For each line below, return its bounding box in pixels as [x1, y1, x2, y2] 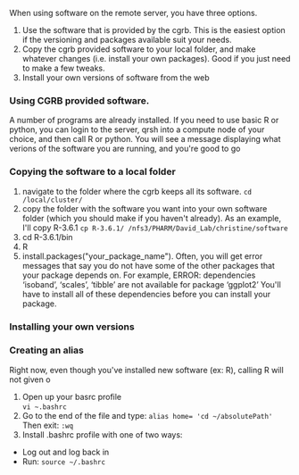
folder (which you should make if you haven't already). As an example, [21, 212, 282, 223]
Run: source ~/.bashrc [21, 455, 105, 467]
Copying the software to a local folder [9, 165, 176, 178]
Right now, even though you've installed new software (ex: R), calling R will [9, 364, 284, 375]
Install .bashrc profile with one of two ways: [21, 429, 183, 440]
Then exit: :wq [21, 420, 74, 430]
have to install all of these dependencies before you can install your [21, 288, 270, 299]
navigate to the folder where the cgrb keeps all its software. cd [21, 186, 253, 196]
